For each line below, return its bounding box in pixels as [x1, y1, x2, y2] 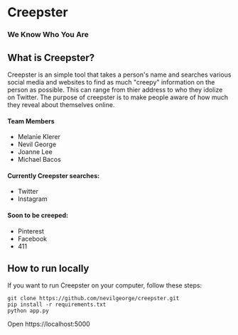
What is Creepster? [7, 51, 95, 64]
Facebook [17, 234, 48, 243]
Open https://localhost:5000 [7, 320, 90, 329]
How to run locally [7, 262, 90, 274]
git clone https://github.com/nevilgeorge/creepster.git [7, 295, 180, 302]
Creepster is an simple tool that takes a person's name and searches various [7, 70, 232, 79]
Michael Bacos [17, 155, 62, 164]
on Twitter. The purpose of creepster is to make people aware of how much [7, 93, 229, 101]
